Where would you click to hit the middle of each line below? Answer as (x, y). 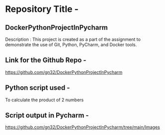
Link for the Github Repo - (46, 60)
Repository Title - (42, 9)
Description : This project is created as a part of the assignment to (73, 39)
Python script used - (38, 88)
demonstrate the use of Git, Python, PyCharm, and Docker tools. (71, 45)
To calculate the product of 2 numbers (44, 100)
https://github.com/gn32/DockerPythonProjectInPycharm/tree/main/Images (82, 127)
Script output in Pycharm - (47, 115)
